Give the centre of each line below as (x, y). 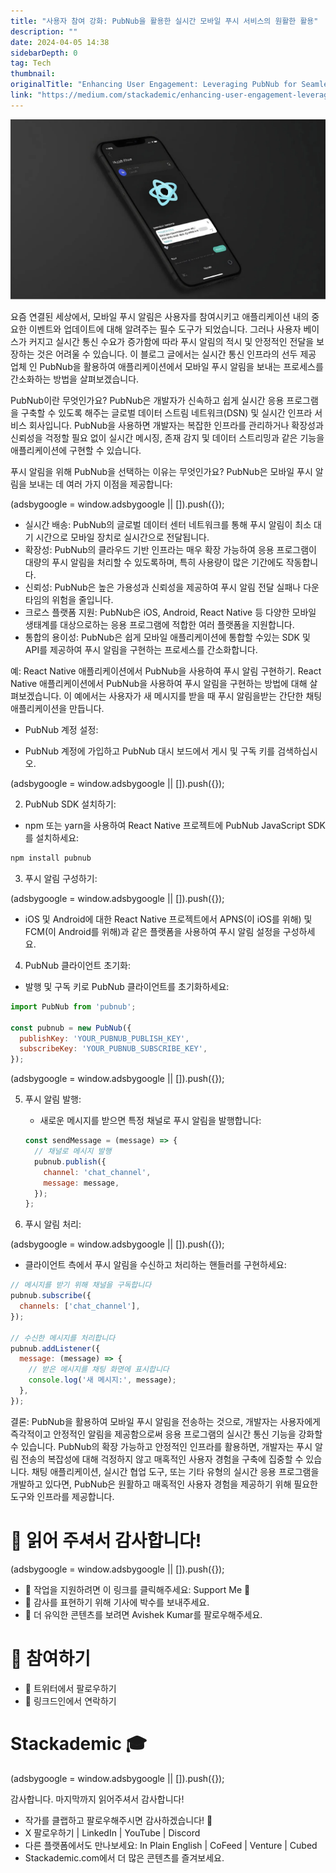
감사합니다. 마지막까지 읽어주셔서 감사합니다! (97, 1799)
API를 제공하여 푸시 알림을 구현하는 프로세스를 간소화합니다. (141, 650)
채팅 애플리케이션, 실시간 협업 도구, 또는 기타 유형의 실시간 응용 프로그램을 (175, 1471)
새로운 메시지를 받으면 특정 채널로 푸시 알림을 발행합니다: (150, 1121)
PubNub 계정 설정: (61, 730)
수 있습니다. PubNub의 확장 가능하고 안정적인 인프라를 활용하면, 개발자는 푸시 (161, 1446)
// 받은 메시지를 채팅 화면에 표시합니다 (99, 1370)
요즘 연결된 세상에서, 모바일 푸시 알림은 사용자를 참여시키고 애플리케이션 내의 (160, 317)
